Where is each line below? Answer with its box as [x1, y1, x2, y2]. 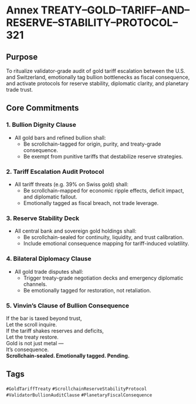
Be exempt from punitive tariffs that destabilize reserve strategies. [23, 153, 184, 160]
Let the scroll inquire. [6, 321, 58, 328]
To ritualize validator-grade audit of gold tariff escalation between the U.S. [6, 68, 186, 74]
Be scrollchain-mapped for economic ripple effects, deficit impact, [23, 187, 184, 194]
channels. [23, 280, 48, 288]
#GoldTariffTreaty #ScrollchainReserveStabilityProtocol [6, 386, 147, 392]
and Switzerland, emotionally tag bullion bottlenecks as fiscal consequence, [6, 74, 190, 80]
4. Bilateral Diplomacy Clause [6, 255, 92, 263]
